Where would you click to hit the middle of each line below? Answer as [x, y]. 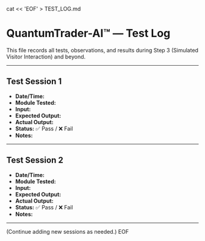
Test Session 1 [34, 82]
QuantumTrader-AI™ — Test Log [88, 33]
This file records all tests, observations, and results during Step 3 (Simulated [103, 50]
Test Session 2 [35, 160]
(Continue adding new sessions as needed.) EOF [68, 231]
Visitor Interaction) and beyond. [46, 57]
